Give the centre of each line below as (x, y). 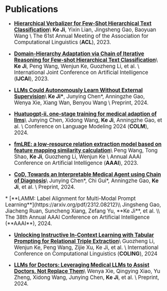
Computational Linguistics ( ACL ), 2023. (63, 42)
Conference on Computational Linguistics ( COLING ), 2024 (86, 254)
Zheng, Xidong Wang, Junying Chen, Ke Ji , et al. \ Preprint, (87, 278)
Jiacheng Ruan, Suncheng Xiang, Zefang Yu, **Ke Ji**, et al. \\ (83, 211)
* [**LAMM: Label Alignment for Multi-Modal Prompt (71, 198)
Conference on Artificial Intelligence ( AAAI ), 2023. (76, 163)
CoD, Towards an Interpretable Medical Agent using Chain (87, 174)
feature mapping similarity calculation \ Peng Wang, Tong (86, 151)
